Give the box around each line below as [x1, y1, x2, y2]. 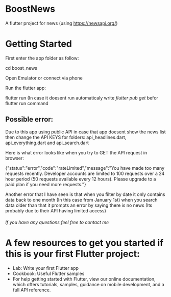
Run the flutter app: [5, 85, 46, 91]
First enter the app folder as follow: [5, 55, 79, 61]
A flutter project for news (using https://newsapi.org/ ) [5, 20, 118, 26]
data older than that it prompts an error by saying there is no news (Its [5, 202, 153, 208]
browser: [5, 155, 25, 161]
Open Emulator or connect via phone [5, 75, 83, 81]
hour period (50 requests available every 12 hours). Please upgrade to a [5, 175, 156, 182]
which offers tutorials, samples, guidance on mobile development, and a [12, 282, 164, 288]
